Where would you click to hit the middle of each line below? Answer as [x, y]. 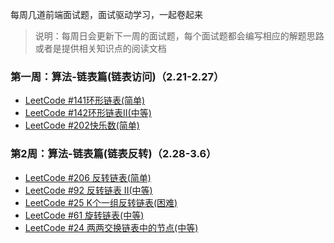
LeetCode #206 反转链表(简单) [88, 177]
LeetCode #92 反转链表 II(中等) [88, 190]
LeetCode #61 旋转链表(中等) [84, 215]
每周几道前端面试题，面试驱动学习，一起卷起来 [106, 14]
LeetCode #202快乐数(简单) [82, 125]
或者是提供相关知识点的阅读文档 [100, 48]
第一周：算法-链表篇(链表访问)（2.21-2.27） [117, 76]
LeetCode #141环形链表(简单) [85, 100]
